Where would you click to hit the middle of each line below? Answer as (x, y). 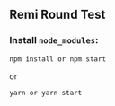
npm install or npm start (57, 59)
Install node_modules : (54, 40)
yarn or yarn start (46, 93)
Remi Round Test (57, 15)
